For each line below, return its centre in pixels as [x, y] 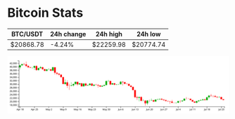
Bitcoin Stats [45, 13]
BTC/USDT [27, 34]
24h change [68, 34]
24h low [148, 34]
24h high [109, 34]
